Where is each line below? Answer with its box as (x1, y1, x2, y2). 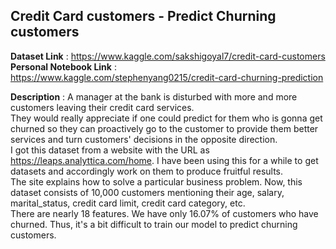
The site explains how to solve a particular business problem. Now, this (10, 175, 303, 188)
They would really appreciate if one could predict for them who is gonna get (10, 112, 323, 124)
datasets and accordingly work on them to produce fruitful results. (10, 165, 284, 177)
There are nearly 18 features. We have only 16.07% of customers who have (10, 207, 319, 219)
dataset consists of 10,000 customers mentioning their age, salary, (10, 186, 285, 198)
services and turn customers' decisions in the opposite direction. (10, 133, 278, 145)
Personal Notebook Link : (10, 60, 117, 73)
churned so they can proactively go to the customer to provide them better (10, 122, 319, 134)
